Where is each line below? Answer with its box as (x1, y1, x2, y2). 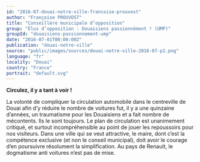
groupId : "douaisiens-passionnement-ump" (6, 31, 112, 37)
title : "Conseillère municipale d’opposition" (6, 20, 125, 26)
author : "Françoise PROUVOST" (6, 14, 83, 20)
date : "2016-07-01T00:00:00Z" (6, 37, 83, 43)
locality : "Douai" (6, 59, 52, 65)
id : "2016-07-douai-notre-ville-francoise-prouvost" (6, 8, 142, 15)
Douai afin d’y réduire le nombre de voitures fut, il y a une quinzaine (6, 104, 175, 112)
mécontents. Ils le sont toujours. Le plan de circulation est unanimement (6, 118, 185, 125)
